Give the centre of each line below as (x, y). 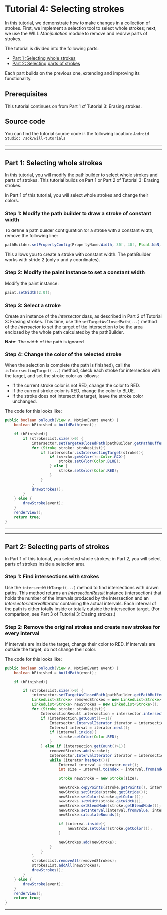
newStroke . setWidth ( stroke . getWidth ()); (101, 801)
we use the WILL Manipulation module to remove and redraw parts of (76, 33)
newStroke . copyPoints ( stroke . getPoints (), (103, 788)
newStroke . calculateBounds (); (90, 815)
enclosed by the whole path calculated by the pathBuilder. (65, 332)
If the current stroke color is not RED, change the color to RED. (76, 386)
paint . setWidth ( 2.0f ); (29, 292)
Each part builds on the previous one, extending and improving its (73, 73)
